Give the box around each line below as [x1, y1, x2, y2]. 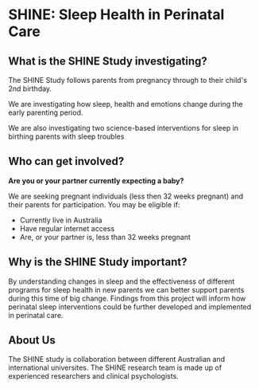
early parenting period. [8, 108, 83, 117]
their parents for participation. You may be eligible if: [8, 199, 180, 209]
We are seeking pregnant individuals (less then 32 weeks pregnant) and [8, 191, 244, 201]
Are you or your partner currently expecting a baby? [8, 175, 184, 185]
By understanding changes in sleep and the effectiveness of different [8, 277, 235, 286]
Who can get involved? [8, 155, 125, 168]
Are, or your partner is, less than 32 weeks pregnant [19, 232, 191, 242]
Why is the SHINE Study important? [8, 255, 187, 269]
